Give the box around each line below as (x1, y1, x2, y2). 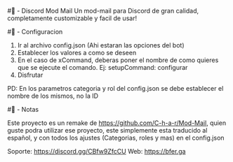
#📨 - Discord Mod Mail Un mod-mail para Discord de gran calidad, (7, 7, 199, 15)
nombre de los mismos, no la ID (7, 91, 99, 100)
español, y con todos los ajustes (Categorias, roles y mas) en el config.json (7, 133, 225, 142)
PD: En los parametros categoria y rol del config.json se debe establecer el (7, 84, 224, 92)
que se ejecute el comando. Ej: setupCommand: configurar (17, 64, 188, 71)
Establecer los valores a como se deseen (17, 49, 137, 57)
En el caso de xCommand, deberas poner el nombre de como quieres (17, 56, 219, 64)
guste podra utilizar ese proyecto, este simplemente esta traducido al (7, 126, 208, 134)
